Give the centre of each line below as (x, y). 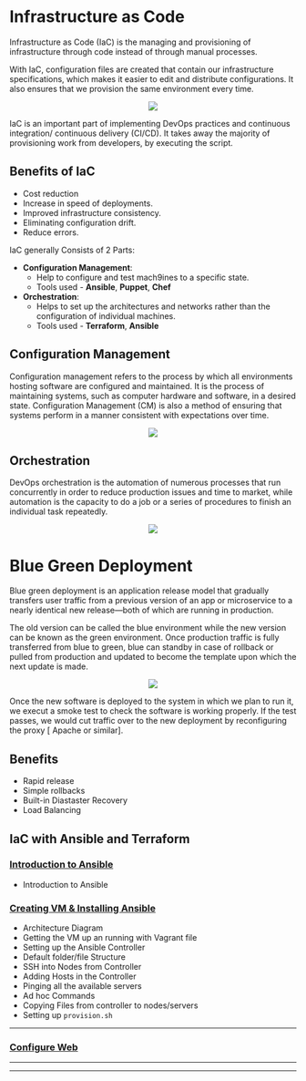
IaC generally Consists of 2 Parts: (72, 250)
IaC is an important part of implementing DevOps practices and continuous (150, 123)
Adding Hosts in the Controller (79, 976)
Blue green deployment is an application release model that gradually (139, 591)
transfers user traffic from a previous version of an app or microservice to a (151, 601)
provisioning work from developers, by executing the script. (122, 142)
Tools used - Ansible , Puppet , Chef (103, 287)
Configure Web (44, 1047)
